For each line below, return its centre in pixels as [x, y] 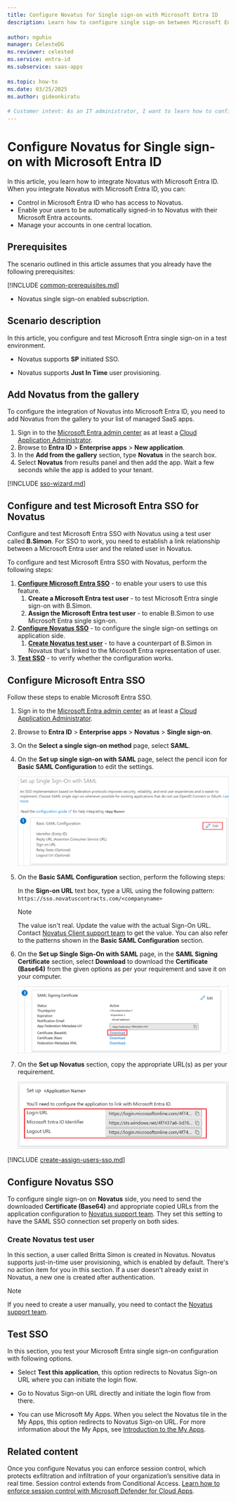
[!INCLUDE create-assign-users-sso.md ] [66, 1160]
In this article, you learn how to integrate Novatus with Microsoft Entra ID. [113, 181]
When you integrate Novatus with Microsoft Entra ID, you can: [97, 189]
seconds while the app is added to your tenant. [85, 470]
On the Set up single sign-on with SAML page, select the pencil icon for [122, 759]
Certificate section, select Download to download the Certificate [113, 962]
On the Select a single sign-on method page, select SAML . [104, 745]
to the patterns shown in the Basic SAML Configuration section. [111, 941]
